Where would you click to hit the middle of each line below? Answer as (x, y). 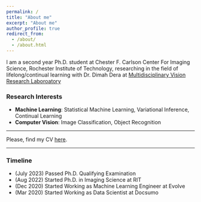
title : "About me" (29, 17)
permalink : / (22, 12)
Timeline (19, 161)
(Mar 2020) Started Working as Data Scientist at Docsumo (86, 192)
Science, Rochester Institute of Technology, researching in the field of (92, 68)
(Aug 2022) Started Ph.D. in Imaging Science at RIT (78, 180)
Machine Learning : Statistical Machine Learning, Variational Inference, (102, 110)
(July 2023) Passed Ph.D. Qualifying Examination (75, 173)
